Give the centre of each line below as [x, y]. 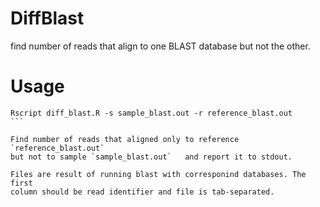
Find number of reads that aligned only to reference [125, 139]
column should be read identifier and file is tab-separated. [142, 192]
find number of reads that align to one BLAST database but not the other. [160, 46]
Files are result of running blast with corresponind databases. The [158, 174]
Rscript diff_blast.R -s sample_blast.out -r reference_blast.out [151, 113]
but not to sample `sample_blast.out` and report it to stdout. [151, 157]
